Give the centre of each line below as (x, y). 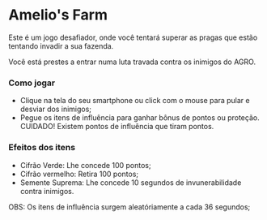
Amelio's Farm (58, 15)
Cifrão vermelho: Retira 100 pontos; (79, 174)
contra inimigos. (47, 191)
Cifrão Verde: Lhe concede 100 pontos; (85, 165)
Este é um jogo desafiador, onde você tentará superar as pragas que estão (133, 37)
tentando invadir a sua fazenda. (61, 45)
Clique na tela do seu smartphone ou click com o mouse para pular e (135, 101)
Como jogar (32, 83)
